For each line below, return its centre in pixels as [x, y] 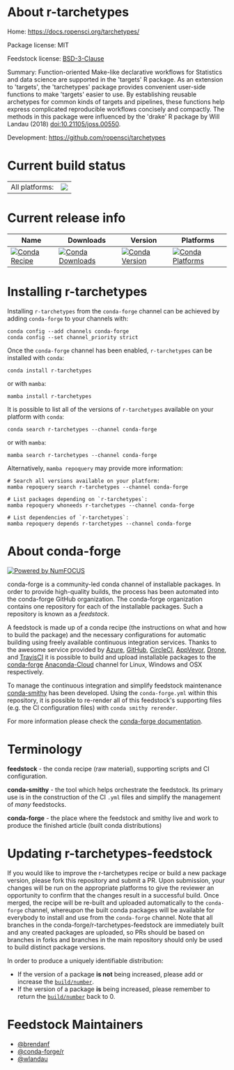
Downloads [87, 240]
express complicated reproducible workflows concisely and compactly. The [116, 109]
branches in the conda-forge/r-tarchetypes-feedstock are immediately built [116, 925]
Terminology [45, 749]
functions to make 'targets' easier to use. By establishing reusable [102, 94]
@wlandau [33, 1059]
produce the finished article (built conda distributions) [85, 825]
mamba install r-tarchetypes [49, 396]
